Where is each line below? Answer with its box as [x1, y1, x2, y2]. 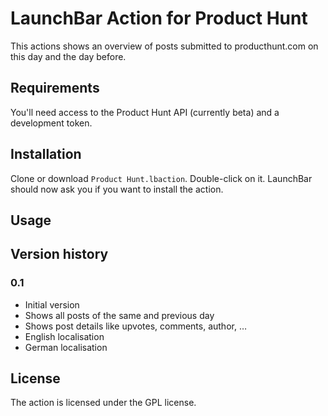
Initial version [24, 298, 80, 311]
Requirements [10, 80, 100, 97]
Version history [10, 246, 109, 263]
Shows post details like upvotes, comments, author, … [24, 320, 248, 332]
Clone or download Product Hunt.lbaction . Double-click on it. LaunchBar [10, 172, 313, 184]
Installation [10, 146, 82, 163]
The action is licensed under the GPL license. [10, 397, 197, 409]
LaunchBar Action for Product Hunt [10, 7, 308, 30]
